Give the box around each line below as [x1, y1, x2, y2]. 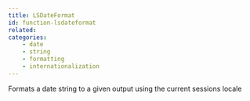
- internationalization [22, 63, 100, 70]
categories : [8, 33, 47, 41]
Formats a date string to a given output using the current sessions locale [8, 84, 242, 93]
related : [8, 26, 37, 34]
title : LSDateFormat [8, 11, 76, 20]
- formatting [22, 56, 65, 63]
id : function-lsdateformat [8, 19, 96, 27]
